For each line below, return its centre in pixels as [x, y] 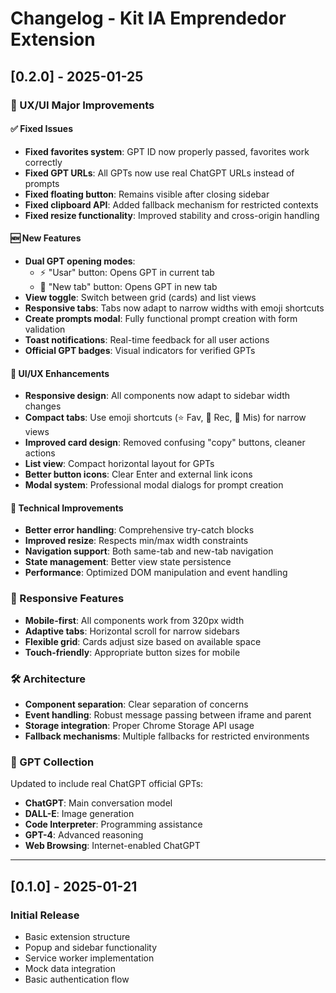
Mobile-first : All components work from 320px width [134, 620]
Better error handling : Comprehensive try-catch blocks [139, 530]
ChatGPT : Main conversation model [98, 803]
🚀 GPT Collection [52, 762]
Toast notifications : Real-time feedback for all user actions [147, 339]
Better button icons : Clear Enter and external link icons [138, 474]
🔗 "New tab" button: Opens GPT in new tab [128, 286]
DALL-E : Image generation [79, 814]
